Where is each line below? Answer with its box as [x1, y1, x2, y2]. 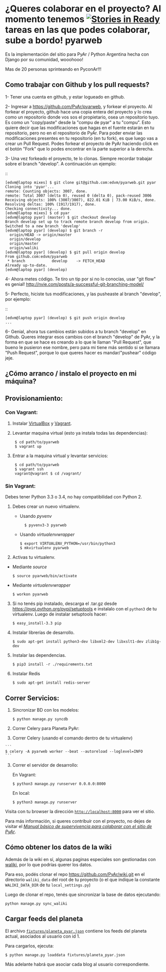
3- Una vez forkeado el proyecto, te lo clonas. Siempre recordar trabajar [5, 155, 153, 161]
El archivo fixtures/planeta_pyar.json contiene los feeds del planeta [5, 928, 147, 934]
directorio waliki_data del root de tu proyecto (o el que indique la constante [5, 876, 160, 882]
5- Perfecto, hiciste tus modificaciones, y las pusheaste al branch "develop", [5, 291, 162, 297]
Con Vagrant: [5, 409, 38, 416]
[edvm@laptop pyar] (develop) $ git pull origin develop [5, 249, 125, 254]
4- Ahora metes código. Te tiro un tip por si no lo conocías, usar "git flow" [5, 276, 156, 282]
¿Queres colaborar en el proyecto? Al [5, 3, 161, 14]
